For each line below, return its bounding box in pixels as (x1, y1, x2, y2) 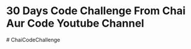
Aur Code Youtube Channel (6, 17, 144, 30)
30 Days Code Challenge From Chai (6, 4, 186, 18)
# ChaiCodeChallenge (6, 36, 61, 43)
